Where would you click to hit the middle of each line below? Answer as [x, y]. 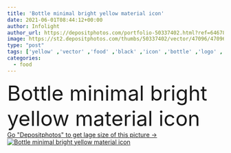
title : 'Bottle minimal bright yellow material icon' [86, 13]
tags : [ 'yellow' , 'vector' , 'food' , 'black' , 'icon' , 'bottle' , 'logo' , [115, 52]
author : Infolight [33, 26]
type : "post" [26, 45]
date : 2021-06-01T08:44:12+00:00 [55, 20]
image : [16, 39]
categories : [24, 58]
